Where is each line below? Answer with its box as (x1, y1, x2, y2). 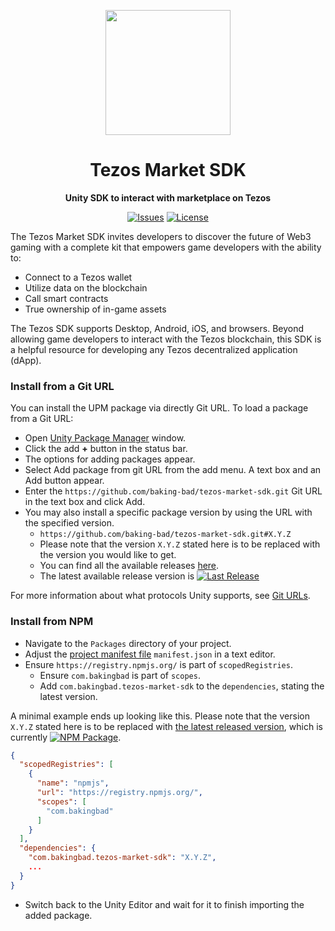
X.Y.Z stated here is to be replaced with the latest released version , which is (10, 720, 323, 732)
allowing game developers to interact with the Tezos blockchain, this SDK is (10, 333, 322, 345)
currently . (10, 731, 122, 743)
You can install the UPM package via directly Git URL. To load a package (10, 402, 309, 414)
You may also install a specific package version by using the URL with (24, 506, 313, 519)
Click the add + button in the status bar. (24, 443, 188, 455)
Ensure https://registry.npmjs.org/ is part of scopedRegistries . (24, 658, 293, 670)
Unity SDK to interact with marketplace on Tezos (64, 191, 272, 204)
